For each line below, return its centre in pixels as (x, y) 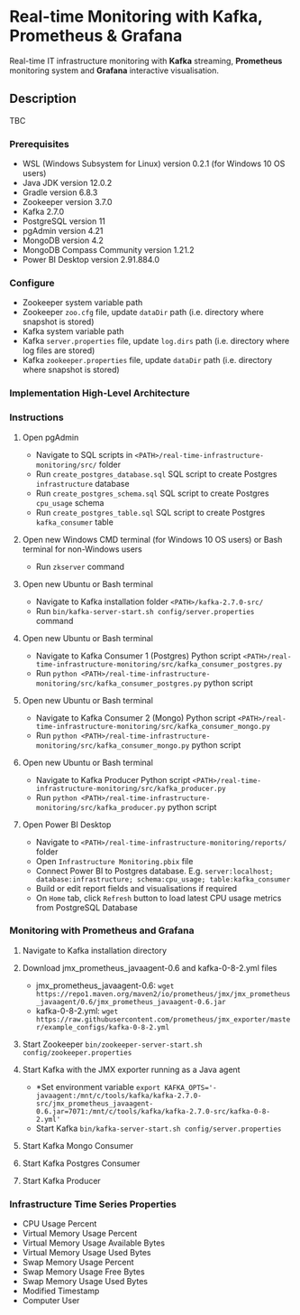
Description (43, 99)
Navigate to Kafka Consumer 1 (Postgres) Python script (138, 656)
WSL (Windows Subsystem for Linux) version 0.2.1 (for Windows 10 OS (154, 163)
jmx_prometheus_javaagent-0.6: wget (105, 985)
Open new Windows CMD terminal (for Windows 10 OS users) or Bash (152, 539)
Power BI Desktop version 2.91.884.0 (91, 260)
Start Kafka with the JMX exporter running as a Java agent (131, 1069)
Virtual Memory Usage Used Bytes (86, 1253)
